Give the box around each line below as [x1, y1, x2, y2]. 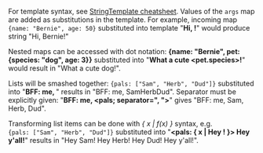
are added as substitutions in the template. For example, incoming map [8, 15, 238, 24]
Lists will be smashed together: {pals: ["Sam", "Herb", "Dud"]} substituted [8, 78, 254, 88]
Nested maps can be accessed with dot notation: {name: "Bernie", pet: [8, 47, 240, 56]
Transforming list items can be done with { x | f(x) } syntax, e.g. [8, 119, 213, 128]
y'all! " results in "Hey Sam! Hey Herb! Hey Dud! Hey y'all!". [8, 136, 199, 144]
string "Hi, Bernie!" [8, 31, 69, 41]
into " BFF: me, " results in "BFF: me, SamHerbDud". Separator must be [8, 87, 237, 97]
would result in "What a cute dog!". [8, 64, 121, 73]
